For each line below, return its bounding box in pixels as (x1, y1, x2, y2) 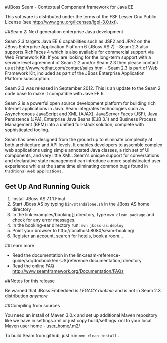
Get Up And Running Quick (5, 182, 90, 191)
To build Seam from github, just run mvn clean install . (5, 332, 120, 338)
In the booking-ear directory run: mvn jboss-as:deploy (12, 222, 124, 228)
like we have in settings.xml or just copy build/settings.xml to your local (5, 317, 152, 323)
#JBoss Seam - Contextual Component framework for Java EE (5, 4, 134, 10)
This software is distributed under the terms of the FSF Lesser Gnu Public (5, 14, 156, 19)
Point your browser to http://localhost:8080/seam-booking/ (12, 227, 135, 233)
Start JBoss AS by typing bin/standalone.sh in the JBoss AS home (12, 201, 150, 207)
